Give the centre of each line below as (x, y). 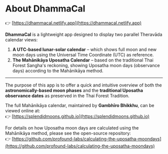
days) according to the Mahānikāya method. (58, 70)
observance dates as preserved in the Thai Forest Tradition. (67, 95)
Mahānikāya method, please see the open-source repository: (68, 133)
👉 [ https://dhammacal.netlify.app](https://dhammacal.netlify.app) (73, 22)
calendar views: (21, 39)
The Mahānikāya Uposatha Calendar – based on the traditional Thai (83, 60)
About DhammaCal (45, 9)
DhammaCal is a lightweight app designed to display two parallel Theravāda (84, 34)
